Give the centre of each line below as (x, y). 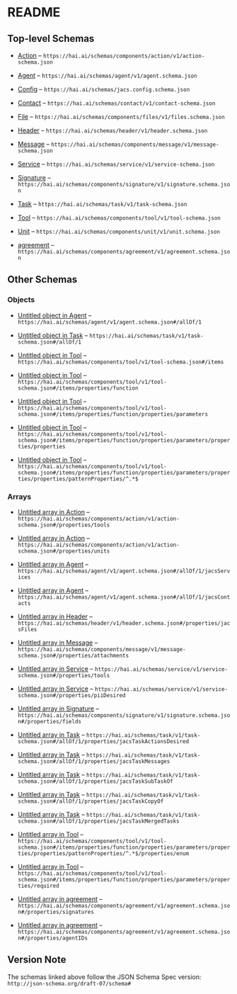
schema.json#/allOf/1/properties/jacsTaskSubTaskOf (95, 781)
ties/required (38, 886)
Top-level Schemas (51, 39)
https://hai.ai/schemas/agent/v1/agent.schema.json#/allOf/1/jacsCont (124, 597)
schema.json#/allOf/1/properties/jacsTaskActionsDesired (103, 741)
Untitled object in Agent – (54, 315)
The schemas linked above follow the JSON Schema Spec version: (104, 977)
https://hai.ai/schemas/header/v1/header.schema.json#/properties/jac (124, 623)
